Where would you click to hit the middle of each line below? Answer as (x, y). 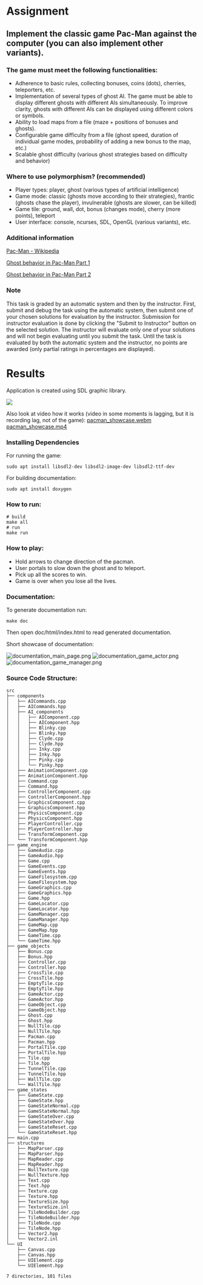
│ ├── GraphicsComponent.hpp (46, 808)
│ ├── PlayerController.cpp (45, 824)
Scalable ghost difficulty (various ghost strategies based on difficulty (101, 154)
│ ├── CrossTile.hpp (35, 978)
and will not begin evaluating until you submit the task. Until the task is (94, 336)
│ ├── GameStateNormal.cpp (43, 1106)
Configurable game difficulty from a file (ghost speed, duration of (97, 134)
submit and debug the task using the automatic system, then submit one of (100, 310)
